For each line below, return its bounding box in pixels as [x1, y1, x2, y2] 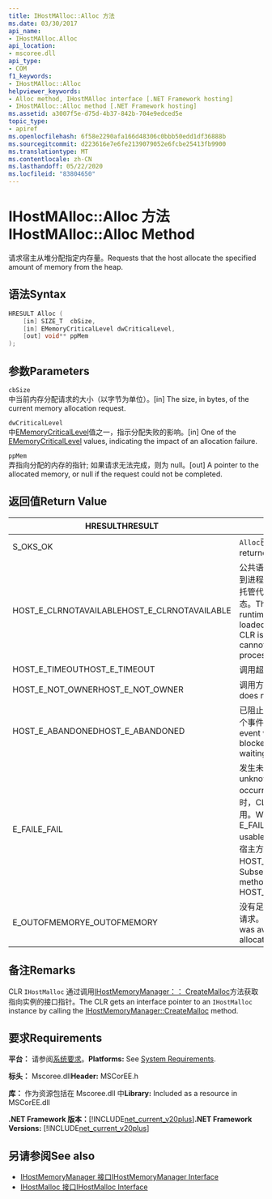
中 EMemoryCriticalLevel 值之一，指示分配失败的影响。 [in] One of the [8, 427, 237, 437]
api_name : [8, 27, 42, 35]
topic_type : [8, 117, 49, 126]
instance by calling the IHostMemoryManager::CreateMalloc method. [8, 1005, 239, 1015]
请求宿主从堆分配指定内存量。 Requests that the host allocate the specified [8, 253, 257, 262]
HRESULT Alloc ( [8, 309, 63, 318]
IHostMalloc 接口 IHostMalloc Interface [19, 1182, 148, 1192]
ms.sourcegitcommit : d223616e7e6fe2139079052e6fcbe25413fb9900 [8, 139, 227, 148]
